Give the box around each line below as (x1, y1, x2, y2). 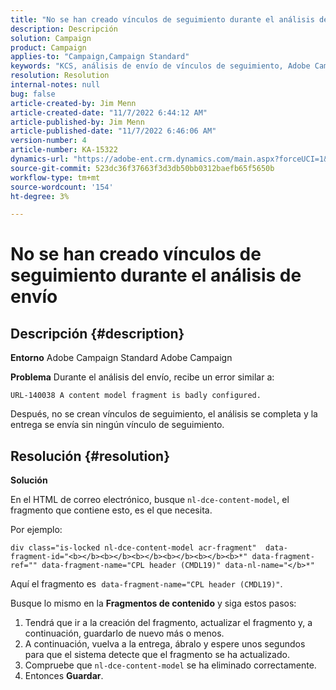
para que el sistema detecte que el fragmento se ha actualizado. (24, 649, 290, 661)
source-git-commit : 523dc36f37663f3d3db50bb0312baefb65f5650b (10, 163, 275, 173)
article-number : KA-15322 (10, 145, 118, 155)
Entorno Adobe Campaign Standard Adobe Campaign (10, 352, 233, 364)
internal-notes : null (10, 80, 101, 90)
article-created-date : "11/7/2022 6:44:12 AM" (10, 107, 208, 118)
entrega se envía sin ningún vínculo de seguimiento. (10, 419, 225, 431)
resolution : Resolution (10, 71, 110, 81)
